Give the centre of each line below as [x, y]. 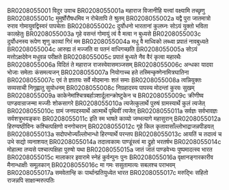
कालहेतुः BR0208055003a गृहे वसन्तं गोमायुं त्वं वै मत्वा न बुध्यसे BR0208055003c [104, 34]
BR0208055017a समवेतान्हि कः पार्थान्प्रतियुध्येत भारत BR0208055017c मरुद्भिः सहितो [108, 173]
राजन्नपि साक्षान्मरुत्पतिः [31, 180]
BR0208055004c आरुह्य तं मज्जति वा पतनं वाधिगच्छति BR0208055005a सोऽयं [102, 49]
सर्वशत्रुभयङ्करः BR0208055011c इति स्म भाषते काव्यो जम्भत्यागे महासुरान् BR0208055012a [114, 119]
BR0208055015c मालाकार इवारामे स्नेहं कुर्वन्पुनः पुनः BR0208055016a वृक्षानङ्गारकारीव [110, 157]
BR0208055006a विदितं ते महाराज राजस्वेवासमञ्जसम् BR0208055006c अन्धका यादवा [110, 64]
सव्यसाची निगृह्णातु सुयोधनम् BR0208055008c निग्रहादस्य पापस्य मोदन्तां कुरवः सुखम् [101, 88]
